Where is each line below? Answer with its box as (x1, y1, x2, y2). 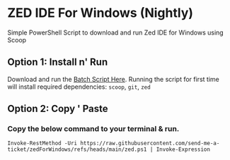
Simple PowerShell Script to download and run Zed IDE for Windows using (7, 28, 224, 37)
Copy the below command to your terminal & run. (7, 124, 180, 134)
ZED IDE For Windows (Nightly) (7, 5, 193, 21)
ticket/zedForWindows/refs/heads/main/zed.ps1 (7, 146, 147, 153)
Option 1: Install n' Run (7, 56, 108, 68)
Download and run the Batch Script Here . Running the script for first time (7, 75, 219, 83)
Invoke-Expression (156, 146, 211, 153)
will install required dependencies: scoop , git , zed (7, 82, 151, 91)
